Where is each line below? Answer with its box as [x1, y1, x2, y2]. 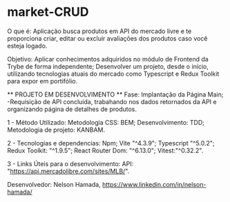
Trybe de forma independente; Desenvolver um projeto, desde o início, [7, 62, 209, 70]
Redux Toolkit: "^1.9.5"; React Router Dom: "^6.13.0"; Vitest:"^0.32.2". [7, 146, 204, 154]
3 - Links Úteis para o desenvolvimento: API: [7, 159, 134, 168]
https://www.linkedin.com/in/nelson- [102, 180, 207, 188]
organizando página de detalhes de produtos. [7, 105, 137, 113]
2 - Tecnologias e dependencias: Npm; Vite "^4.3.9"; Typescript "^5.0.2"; [7, 139, 215, 147]
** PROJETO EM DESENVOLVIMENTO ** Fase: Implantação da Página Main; [7, 90, 224, 99]
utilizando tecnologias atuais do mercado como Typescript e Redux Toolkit [7, 70, 220, 78]
